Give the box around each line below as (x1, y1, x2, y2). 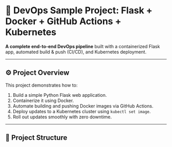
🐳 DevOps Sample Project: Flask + (5, 5, 153, 16)
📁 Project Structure (5, 133, 68, 142)
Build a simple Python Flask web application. (12, 92, 107, 98)
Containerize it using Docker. (12, 97, 74, 103)
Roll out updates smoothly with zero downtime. (12, 114, 112, 120)
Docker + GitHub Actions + (5, 15, 121, 27)
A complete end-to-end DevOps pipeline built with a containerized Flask (5, 43, 160, 49)
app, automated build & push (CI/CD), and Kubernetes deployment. (5, 49, 147, 55)
